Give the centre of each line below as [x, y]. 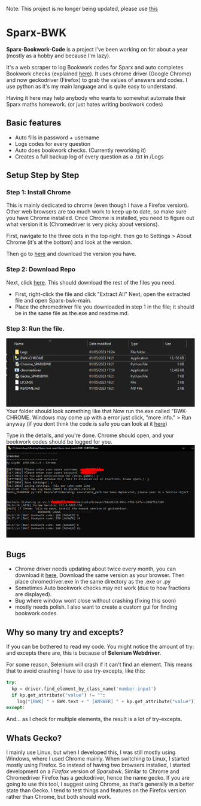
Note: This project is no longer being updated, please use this [82, 9]
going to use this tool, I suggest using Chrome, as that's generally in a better [100, 784]
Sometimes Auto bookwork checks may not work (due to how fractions [102, 588]
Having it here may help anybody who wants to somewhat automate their [96, 97]
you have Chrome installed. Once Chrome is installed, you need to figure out [100, 218]
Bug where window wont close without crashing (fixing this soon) [95, 601]
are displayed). [33, 594]
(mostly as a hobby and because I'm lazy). [58, 56]
